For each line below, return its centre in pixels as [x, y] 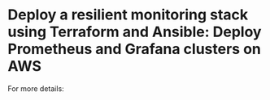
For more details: [36, 88]
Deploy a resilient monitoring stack [128, 15]
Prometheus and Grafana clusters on [135, 49]
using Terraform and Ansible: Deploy [135, 32]
